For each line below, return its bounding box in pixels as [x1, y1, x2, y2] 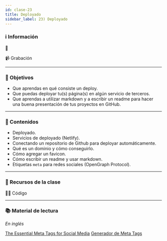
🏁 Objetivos [5, 74, 34, 81]
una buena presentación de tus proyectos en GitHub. [12, 101, 121, 107]
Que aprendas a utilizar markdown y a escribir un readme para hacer [12, 96, 154, 102]
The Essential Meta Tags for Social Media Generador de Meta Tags [5, 230, 143, 236]
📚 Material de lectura [5, 208, 59, 215]
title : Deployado [5, 12, 41, 17]
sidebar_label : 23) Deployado [5, 16, 68, 21]
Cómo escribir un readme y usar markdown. [12, 156, 103, 162]
